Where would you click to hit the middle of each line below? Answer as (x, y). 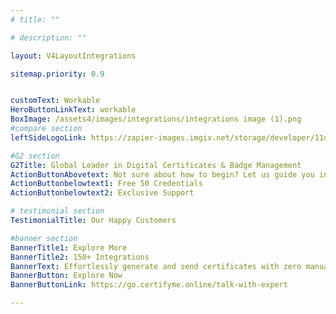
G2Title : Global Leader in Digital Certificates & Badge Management (156, 165)
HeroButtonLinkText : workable (73, 110)
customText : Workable (55, 101)
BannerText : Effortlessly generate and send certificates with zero (156, 266)
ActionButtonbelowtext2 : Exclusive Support (102, 193)
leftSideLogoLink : (48, 137)
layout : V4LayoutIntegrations (73, 56)
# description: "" (48, 37)
